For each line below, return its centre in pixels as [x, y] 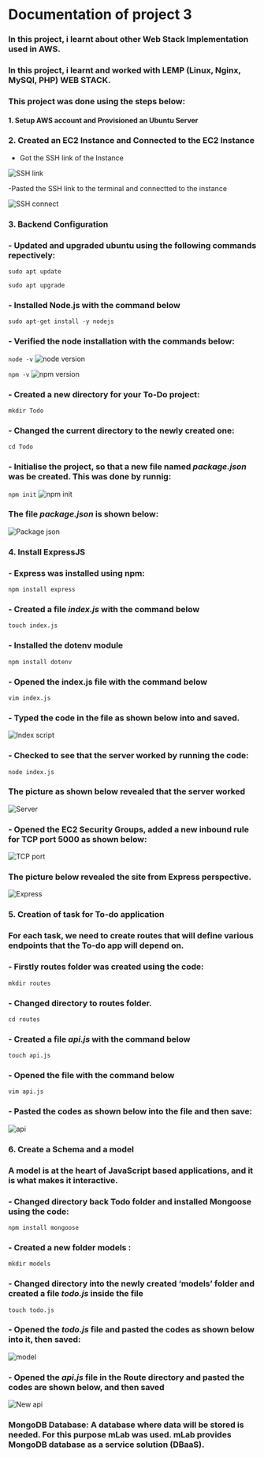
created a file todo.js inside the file [76, 1294]
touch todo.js [32, 1310]
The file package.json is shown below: [84, 514]
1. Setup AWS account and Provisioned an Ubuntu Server [103, 120]
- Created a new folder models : [70, 1247]
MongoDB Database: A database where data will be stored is [126, 1425]
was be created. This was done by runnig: [90, 477]
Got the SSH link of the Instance [71, 158]
